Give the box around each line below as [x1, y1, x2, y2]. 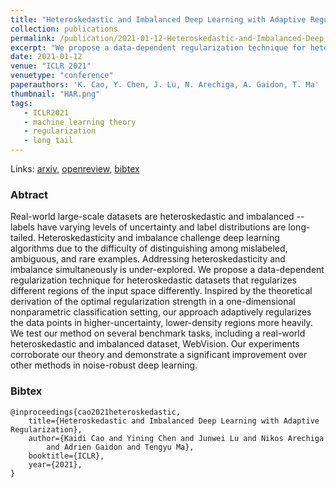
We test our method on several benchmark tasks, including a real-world [10, 327, 306, 340]
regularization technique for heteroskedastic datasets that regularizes [10, 274, 297, 286]
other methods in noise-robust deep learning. [10, 359, 198, 371]
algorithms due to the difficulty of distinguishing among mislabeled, [10, 242, 288, 255]
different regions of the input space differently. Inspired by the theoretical [10, 285, 313, 297]
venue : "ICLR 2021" [10, 61, 92, 71]
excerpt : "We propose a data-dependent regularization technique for [10, 42, 307, 53]
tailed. [10, 232, 37, 244]
